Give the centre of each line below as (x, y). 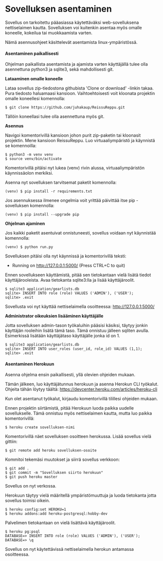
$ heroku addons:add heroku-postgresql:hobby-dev (56, 514)
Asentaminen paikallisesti (32, 53)
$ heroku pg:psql (23, 532)
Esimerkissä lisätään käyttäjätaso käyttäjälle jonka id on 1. (63, 336)
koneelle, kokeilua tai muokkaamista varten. (49, 33)
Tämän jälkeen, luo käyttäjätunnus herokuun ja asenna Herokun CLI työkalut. (82, 384)
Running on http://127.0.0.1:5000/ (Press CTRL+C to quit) (69, 266)
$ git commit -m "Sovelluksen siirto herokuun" (54, 473)
